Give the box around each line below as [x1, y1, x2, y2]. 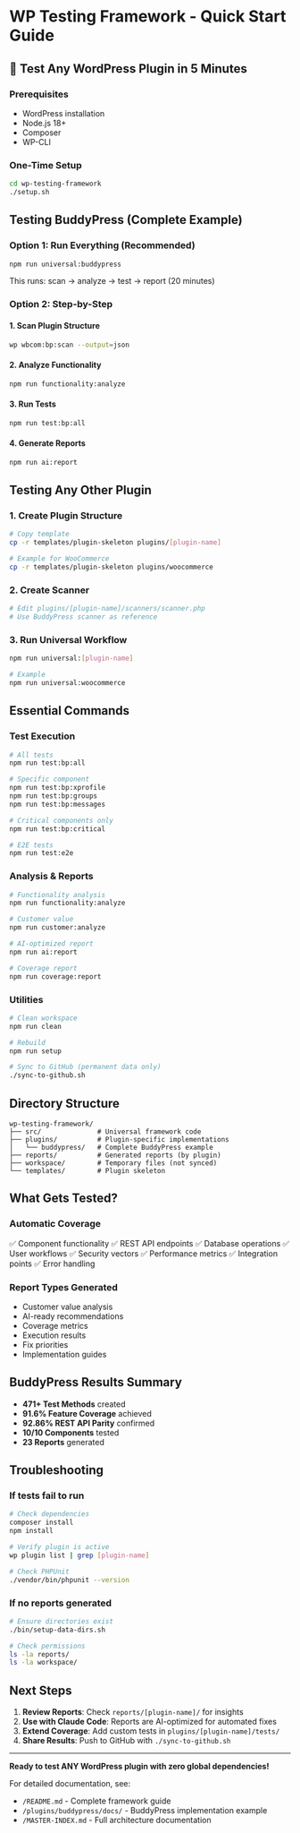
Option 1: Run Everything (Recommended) [9, 239, 196, 252]
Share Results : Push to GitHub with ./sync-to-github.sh [21, 1735, 231, 1746]
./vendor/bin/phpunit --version [9, 1575, 129, 1584]
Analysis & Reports [9, 870, 94, 883]
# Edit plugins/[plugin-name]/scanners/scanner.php [9, 604, 205, 613]
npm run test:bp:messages [9, 800, 105, 809]
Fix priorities [21, 1339, 69, 1349]
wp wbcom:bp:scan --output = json [9, 340, 129, 349]
